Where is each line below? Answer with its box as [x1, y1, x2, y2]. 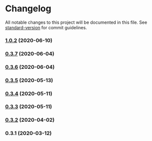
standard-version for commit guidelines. [5, 24, 87, 30]
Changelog [5, 3, 51, 14]
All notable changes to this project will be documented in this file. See [5, 19, 148, 25]
